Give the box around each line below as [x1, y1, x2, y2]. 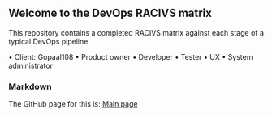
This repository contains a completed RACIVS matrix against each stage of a [8, 27, 265, 37]
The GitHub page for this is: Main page [8, 99, 138, 109]
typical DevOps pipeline [8, 36, 89, 46]
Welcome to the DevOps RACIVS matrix [8, 6, 213, 20]
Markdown [8, 81, 52, 92]
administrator [8, 61, 53, 70]
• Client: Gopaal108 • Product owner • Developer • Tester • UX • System [8, 52, 253, 61]
